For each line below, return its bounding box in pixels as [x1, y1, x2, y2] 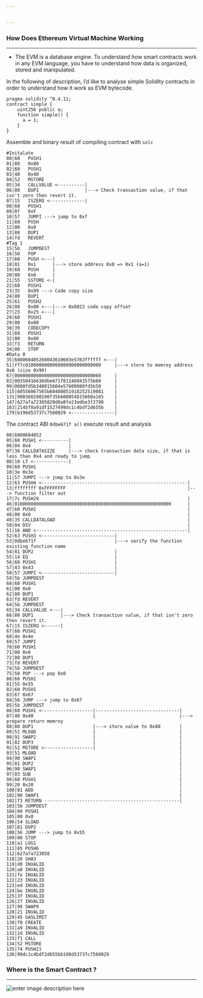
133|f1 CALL [6, 936, 36, 942]
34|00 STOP [6, 346, 39, 352]
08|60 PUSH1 [6, 203, 42, 210]
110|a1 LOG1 [6, 840, 36, 847]
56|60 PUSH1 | [6, 560, 118, 566]
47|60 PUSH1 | [6, 506, 190, 512]
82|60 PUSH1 [6, 687, 36, 693]
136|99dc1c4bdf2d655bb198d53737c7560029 [6, 951, 110, 957]
